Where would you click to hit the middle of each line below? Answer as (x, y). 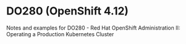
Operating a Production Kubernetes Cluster (60, 34)
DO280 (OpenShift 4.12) (68, 11)
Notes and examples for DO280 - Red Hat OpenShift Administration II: (93, 28)
